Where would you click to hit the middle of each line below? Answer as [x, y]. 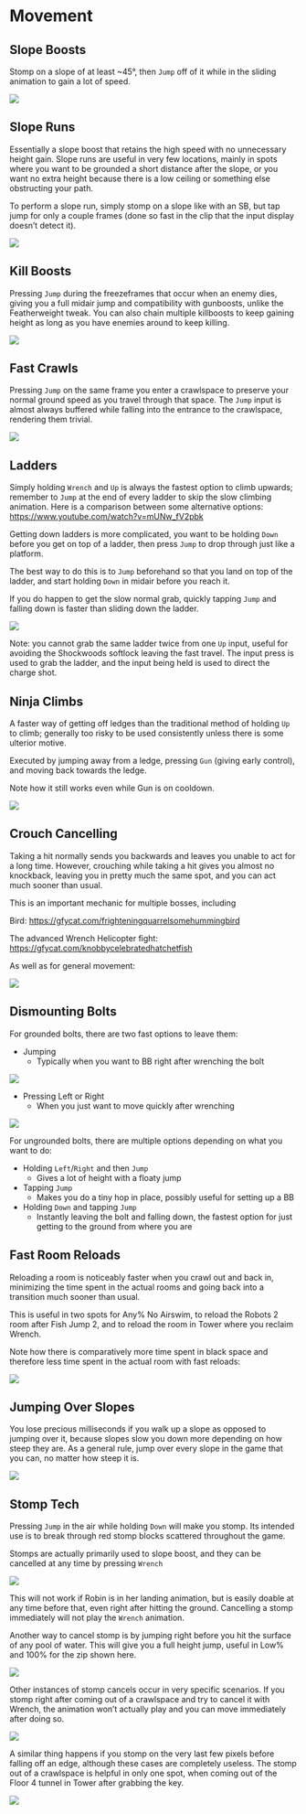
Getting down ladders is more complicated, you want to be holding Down [144, 534]
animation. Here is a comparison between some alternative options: [137, 507]
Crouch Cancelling [64, 834]
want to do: [31, 1150]
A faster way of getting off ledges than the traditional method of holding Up [150, 724]
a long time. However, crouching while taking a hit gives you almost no [142, 865]
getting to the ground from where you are [114, 1226]
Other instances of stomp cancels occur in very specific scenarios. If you [147, 1690]
